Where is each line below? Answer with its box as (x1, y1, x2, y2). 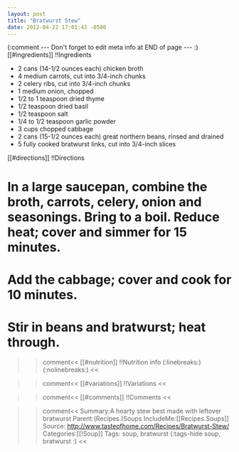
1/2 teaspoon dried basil (17, 102, 89, 111)
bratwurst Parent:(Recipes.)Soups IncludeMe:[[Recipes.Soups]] (42, 414, 229, 423)
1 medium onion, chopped (17, 87, 94, 96)
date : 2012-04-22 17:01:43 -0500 (7, 23, 107, 31)
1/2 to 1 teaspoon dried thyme (17, 95, 105, 103)
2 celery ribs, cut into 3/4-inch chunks (17, 80, 131, 88)
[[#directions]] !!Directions (7, 154, 85, 162)
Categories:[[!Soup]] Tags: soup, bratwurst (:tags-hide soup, (42, 429, 221, 438)
